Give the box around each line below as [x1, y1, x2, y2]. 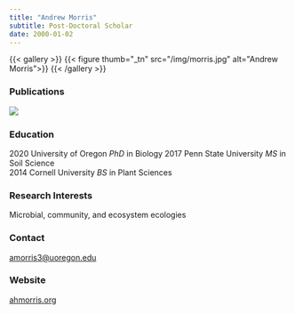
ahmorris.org [9, 294, 57, 305]
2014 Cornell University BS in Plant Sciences [9, 166, 172, 178]
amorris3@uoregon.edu [9, 252, 97, 262]
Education [9, 128, 55, 141]
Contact [9, 232, 45, 245]
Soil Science [9, 157, 55, 168]
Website [9, 274, 46, 286]
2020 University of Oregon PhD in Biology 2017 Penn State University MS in [9, 148, 287, 158]
